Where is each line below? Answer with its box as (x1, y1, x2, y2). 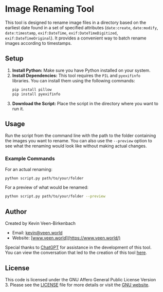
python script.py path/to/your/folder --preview (5, 194, 106, 199)
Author (5, 207, 27, 215)
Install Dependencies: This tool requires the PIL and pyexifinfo (12, 72, 141, 78)
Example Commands (5, 155, 55, 162)
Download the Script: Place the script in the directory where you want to (12, 100, 159, 106)
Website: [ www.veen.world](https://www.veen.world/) (12, 235, 121, 241)
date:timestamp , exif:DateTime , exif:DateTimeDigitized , (5, 30, 118, 36)
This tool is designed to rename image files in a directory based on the (5, 19, 146, 25)
